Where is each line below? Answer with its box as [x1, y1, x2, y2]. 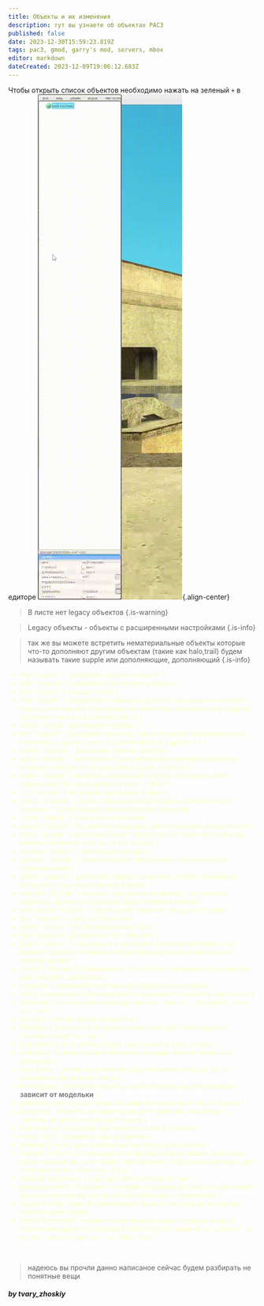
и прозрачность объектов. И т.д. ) [19, 1165, 134, 1174]
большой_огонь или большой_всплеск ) [19, 880, 154, 889]
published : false [8, 29, 65, 37]
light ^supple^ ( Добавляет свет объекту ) [19, 930, 159, 940]
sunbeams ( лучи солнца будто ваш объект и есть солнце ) [19, 1039, 218, 1049]
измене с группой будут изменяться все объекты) [19, 804, 191, 813]
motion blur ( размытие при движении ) [19, 1131, 152, 1141]
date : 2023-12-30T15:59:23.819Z [8, 38, 114, 46]
